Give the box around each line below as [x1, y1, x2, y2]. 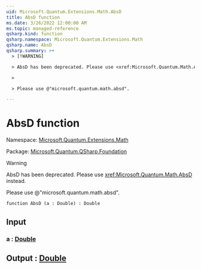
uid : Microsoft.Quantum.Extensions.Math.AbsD [6, 8, 121, 15]
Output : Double [6, 253, 67, 263]
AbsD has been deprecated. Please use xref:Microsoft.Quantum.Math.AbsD [6, 171, 193, 178]
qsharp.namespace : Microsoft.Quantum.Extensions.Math [6, 36, 144, 42]
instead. [6, 178, 26, 185]
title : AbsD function [6, 14, 60, 20]
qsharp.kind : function [6, 31, 63, 37]
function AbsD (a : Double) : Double [6, 201, 100, 207]
